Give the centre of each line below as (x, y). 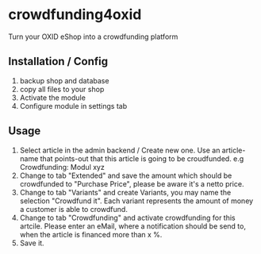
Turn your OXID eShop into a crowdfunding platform (93, 37)
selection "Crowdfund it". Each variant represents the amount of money (136, 201)
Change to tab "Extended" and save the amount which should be (126, 175)
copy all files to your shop (62, 89)
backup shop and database (64, 80)
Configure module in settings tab (73, 106)
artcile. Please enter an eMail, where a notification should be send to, (132, 226)
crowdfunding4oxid (75, 15)
